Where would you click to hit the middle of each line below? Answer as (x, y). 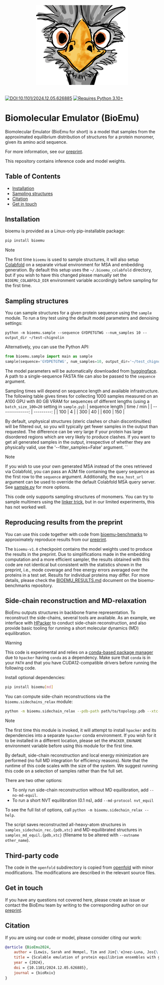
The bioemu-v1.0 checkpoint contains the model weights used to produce (79, 549)
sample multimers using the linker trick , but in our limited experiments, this (80, 502)
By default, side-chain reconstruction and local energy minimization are (77, 756)
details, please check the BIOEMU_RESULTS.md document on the (71, 580)
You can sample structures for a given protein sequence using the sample (79, 313)
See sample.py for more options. (38, 487)
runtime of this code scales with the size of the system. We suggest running (81, 766)
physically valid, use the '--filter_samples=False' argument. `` (67, 447)
